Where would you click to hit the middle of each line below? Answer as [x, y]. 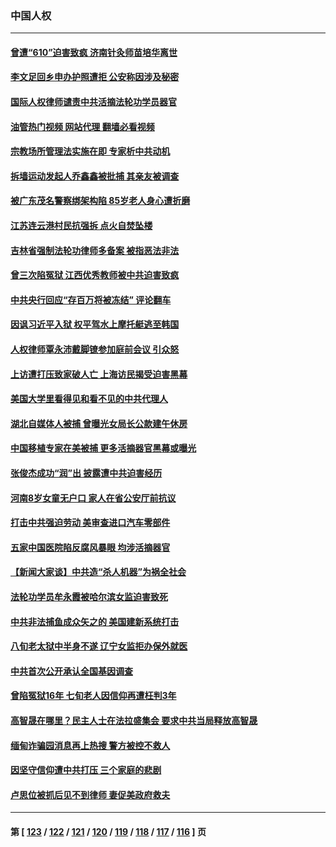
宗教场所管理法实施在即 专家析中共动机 [90, 151]
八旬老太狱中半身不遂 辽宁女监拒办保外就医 [99, 646]
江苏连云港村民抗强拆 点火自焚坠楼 [81, 226]
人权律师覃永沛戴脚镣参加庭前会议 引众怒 [95, 349]
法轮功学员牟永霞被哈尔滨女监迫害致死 [89, 596]
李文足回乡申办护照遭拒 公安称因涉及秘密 [95, 77]
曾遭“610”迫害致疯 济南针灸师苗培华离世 [94, 52]
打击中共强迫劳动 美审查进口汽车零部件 [90, 523]
